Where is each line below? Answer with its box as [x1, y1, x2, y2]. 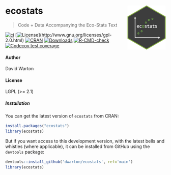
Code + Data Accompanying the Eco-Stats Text [17, 22, 118, 28]
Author [5, 54, 21, 61]
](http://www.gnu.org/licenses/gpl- [38, 32, 112, 38]
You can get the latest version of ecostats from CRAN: [5, 113, 119, 119]
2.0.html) [5, 37, 24, 43]
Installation [5, 100, 30, 106]
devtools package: [5, 149, 45, 155]
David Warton [5, 66, 34, 72]
